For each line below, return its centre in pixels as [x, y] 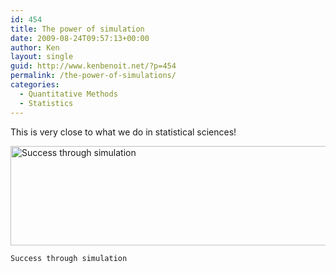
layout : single [42, 57]
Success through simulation [69, 258]
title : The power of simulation [77, 29]
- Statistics [46, 103]
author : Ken [35, 47]
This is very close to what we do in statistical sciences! [123, 132]
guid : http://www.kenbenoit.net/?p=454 [93, 66]
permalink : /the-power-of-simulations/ [93, 76]
